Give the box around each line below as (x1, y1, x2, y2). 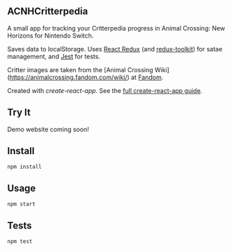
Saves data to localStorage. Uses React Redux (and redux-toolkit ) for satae (7, 44, 223, 53)
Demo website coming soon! (7, 125, 89, 133)
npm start (7, 201, 36, 208)
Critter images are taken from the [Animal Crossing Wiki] (7, 65, 169, 74)
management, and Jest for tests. (7, 52, 101, 60)
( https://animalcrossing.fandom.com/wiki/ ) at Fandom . (7, 73, 164, 81)
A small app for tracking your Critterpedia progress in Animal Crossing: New (7, 24, 225, 32)
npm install (7, 163, 42, 171)
